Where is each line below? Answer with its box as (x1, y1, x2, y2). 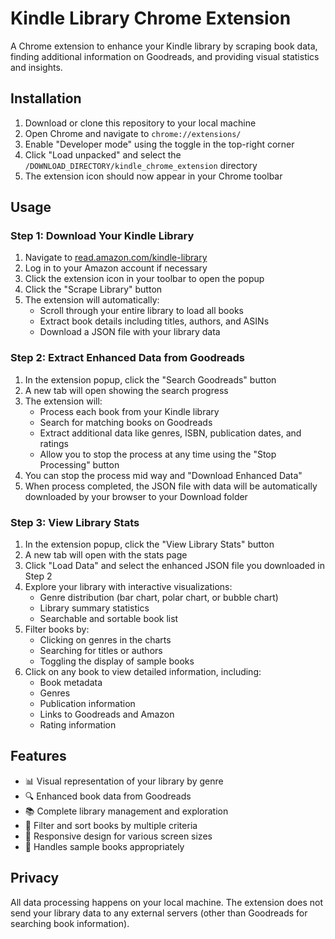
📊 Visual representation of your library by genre (24, 775, 224, 787)
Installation (10, 90, 82, 107)
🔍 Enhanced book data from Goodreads (24, 790, 192, 802)
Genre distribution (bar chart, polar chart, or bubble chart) (39, 592, 279, 604)
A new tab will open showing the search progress (24, 384, 229, 396)
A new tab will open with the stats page (24, 549, 188, 561)
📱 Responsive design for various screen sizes (24, 830, 213, 842)
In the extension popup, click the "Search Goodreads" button (24, 373, 277, 386)
